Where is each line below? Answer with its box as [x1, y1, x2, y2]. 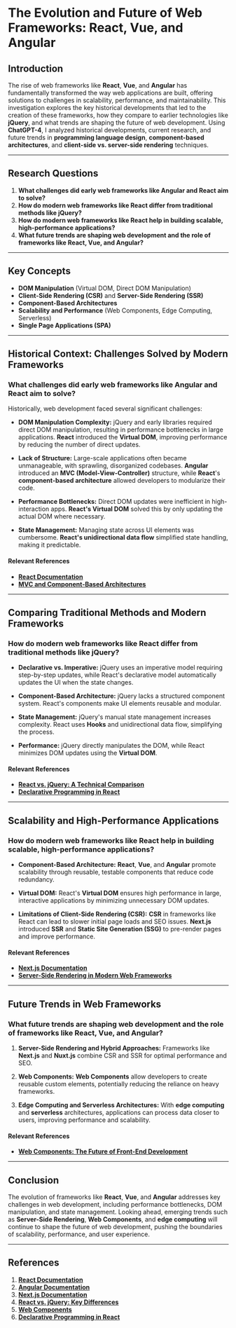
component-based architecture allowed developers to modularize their [18, 477, 226, 485]
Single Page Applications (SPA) [18, 321, 111, 329]
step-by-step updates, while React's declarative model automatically [18, 671, 216, 679]
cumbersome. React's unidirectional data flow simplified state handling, [18, 533, 228, 542]
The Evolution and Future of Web [8, 5, 202, 21]
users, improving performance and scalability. [18, 1116, 151, 1124]
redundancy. [18, 875, 55, 884]
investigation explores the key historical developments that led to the [8, 104, 207, 111]
